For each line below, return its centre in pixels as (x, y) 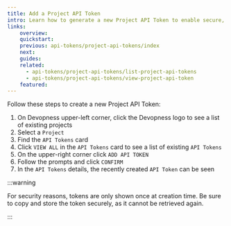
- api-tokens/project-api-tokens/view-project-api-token (110, 78)
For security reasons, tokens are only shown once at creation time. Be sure (114, 196)
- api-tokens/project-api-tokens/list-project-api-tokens (111, 71)
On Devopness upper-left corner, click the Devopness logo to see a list (118, 118)
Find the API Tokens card (53, 140)
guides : (31, 59)
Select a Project (41, 132)
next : (28, 53)
